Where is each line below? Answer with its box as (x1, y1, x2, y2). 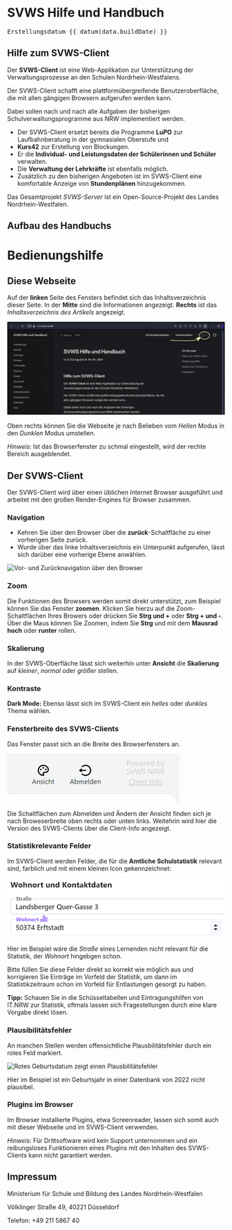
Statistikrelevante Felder (7, 841, 92, 851)
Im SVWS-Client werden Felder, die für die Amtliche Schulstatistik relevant (7, 857, 222, 865)
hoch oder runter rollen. (7, 626, 77, 634)
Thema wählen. (7, 707, 51, 715)
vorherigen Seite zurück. (17, 536, 88, 544)
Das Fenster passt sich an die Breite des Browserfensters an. (7, 739, 181, 748)
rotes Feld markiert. (7, 1048, 64, 1057)
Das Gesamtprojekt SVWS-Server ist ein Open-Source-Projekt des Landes (7, 192, 219, 201)
